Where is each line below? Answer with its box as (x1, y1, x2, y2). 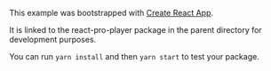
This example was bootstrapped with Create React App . (9, 8, 214, 18)
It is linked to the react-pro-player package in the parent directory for (9, 25, 262, 35)
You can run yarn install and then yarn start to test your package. (9, 51, 259, 61)
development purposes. (9, 35, 97, 44)
